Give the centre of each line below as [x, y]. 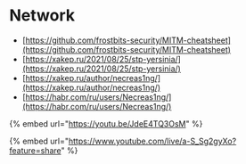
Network [42, 16]
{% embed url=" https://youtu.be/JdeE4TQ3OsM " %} [106, 123]
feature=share [35, 150]
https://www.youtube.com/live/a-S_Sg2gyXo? [152, 141]
